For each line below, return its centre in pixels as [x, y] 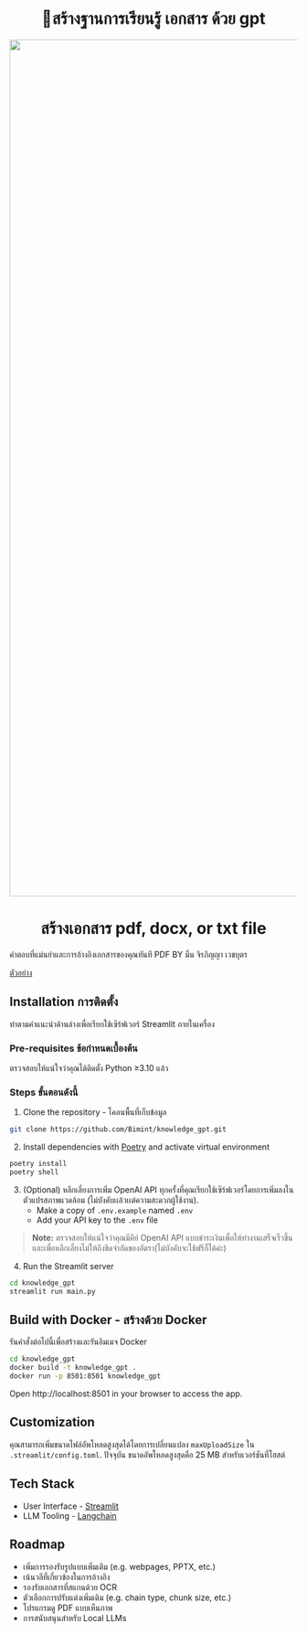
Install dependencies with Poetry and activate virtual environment [146, 1147]
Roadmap [37, 1545]
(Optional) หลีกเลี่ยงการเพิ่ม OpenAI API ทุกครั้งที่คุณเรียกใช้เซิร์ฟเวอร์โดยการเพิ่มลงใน [158, 1189]
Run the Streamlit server [68, 1266]
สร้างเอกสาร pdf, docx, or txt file [153, 929]
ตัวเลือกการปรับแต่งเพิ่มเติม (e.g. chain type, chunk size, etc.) [127, 1597]
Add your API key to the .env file [97, 1220]
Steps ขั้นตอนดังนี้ [44, 1092]
